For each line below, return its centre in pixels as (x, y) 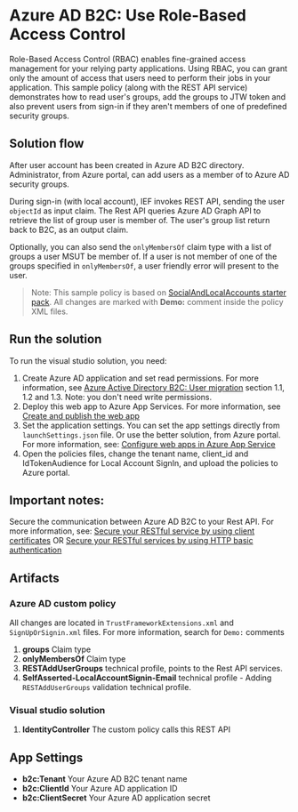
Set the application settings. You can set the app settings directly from (151, 425)
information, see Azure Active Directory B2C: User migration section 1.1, (153, 387)
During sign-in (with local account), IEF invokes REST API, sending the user (147, 201)
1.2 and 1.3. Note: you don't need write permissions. (117, 397)
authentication (36, 550)
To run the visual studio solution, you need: (88, 360)
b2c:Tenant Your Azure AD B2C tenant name (105, 779)
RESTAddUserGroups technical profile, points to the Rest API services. (152, 669)
